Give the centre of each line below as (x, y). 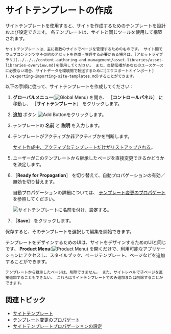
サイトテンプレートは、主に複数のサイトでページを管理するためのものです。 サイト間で (84, 49)
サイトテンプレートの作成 (59, 10)
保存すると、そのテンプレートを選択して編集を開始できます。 (70, 231)
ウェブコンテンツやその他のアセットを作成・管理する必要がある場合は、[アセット (79, 54)
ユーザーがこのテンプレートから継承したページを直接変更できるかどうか (89, 158)
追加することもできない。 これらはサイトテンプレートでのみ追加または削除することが (86, 277)
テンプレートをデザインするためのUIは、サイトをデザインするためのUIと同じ (86, 242)
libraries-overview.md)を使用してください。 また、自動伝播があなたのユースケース (84, 65)
